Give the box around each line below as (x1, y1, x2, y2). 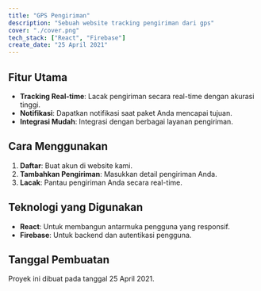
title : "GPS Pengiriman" (8, 11, 90, 20)
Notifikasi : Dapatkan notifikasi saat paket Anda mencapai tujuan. (19, 108, 232, 117)
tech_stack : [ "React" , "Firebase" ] (8, 33, 126, 42)
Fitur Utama (8, 71, 68, 84)
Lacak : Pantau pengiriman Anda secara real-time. (19, 178, 182, 187)
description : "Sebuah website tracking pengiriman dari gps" (8, 19, 215, 27)
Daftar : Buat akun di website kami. (19, 160, 133, 170)
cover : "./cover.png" (8, 26, 80, 34)
